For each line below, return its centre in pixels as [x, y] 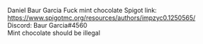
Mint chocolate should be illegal [54, 33]
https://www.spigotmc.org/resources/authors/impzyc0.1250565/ [101, 18]
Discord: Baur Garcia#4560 [47, 25]
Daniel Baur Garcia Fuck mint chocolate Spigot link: [82, 10]
